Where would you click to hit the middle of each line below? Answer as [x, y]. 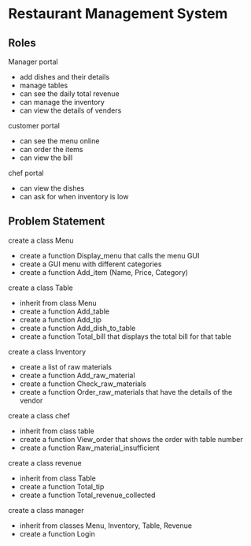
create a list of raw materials [66, 366]
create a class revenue [45, 462]
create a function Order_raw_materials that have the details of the [126, 392]
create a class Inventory [47, 351]
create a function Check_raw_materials [83, 384]
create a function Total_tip [62, 486]
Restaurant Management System [118, 14]
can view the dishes [52, 188]
